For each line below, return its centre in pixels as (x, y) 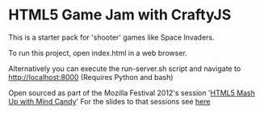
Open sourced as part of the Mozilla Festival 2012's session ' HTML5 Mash (132, 93)
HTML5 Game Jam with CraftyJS (120, 15)
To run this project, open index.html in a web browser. (98, 53)
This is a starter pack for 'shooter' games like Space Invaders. (111, 37)
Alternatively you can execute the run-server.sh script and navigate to (125, 68)
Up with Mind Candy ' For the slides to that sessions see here (109, 101)
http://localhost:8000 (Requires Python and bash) (91, 77)
